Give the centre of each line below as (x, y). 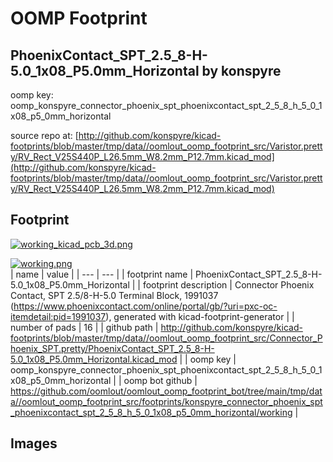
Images (34, 443)
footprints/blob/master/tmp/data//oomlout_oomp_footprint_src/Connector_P (166, 338)
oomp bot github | (160, 380)
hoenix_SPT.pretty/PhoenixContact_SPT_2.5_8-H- (112, 348)
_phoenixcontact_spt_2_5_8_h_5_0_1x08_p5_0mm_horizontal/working (151, 412)
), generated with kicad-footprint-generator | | (200, 316)
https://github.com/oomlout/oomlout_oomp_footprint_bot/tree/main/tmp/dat (166, 391)
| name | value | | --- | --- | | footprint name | (102, 274)
